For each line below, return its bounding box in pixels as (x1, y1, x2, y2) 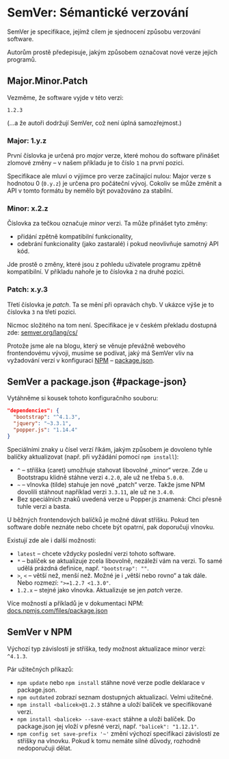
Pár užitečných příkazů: (7, 665, 74, 673)
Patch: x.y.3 (7, 285, 48, 294)
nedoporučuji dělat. (16, 744, 72, 752)
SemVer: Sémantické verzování (7, 5, 189, 21)
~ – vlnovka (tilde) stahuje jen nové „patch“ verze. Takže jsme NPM (16, 480, 205, 488)
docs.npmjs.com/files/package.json (7, 606, 108, 614)
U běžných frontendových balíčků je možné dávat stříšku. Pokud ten (7, 516, 200, 524)
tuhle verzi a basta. (16, 502, 71, 510)
